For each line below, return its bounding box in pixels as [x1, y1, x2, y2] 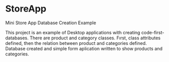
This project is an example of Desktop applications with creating [5, 29, 140, 35]
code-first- [141, 29, 164, 35]
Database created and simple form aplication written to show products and [5, 45, 163, 51]
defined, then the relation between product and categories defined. [5, 40, 147, 46]
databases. [5, 35, 29, 41]
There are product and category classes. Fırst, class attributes [30, 35, 161, 41]
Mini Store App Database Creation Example [5, 20, 96, 26]
